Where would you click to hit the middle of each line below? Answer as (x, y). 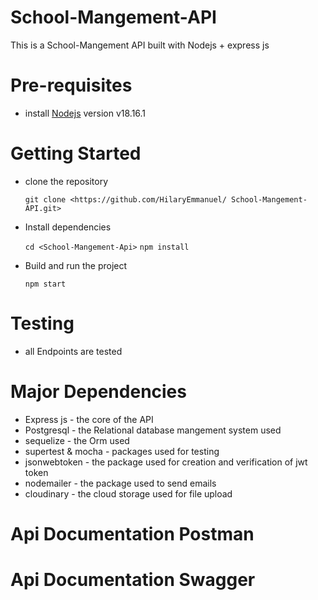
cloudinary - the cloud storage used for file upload (128, 493)
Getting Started (76, 153)
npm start (45, 284)
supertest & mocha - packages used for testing (122, 451)
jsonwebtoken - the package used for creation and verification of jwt (166, 462)
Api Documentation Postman (132, 533)
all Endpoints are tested (73, 351)
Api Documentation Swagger (133, 580)
